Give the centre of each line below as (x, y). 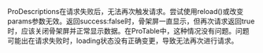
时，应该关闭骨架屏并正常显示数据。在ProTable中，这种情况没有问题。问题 (128, 31)
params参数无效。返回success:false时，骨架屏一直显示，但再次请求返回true (131, 21)
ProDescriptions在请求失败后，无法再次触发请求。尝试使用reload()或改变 (126, 11)
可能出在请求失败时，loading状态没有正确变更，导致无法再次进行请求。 (123, 41)
